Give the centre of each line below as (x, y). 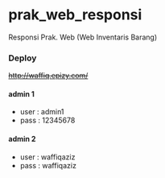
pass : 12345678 (47, 120)
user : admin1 (42, 112)
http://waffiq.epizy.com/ (48, 76)
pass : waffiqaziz (48, 165)
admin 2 (22, 139)
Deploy (23, 58)
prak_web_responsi (75, 15)
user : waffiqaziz (47, 157)
